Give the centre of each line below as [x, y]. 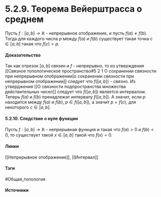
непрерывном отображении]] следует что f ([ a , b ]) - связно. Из [70, 81]
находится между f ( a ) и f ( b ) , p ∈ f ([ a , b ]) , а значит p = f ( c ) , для [71, 102]
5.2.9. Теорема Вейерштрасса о [74, 9]
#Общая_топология [25, 179]
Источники [17, 190]
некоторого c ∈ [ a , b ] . [28, 107]
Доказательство [23, 55]
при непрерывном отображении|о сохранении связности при [70, 76]
